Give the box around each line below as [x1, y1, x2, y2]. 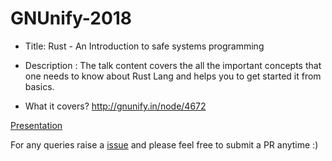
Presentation [10, 119, 63, 131]
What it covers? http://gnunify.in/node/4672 [24, 100, 207, 112]
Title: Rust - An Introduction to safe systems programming [24, 40, 265, 52]
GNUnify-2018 [10, 7, 133, 30]
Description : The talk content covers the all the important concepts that [24, 59, 322, 71]
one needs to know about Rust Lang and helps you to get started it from [24, 70, 322, 82]
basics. [24, 80, 55, 92]
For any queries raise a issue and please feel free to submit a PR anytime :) [10, 138, 319, 151]
